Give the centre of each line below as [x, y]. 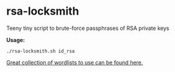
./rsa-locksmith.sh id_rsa [41, 51]
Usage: [16, 40]
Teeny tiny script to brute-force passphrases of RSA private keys [88, 28]
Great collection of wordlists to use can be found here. [75, 62]
